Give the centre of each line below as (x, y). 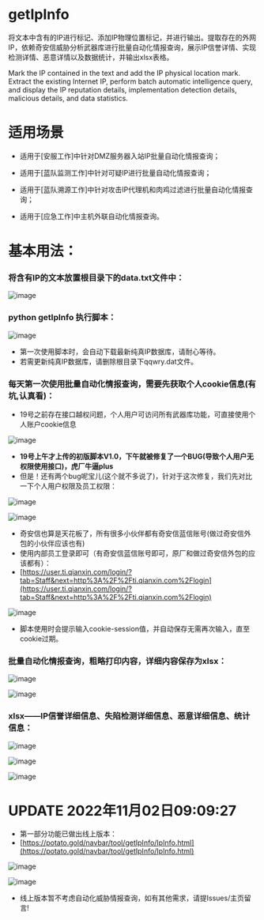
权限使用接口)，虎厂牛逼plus (66, 466)
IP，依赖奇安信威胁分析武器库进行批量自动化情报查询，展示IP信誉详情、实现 (132, 47)
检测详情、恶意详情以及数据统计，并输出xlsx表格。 (91, 57)
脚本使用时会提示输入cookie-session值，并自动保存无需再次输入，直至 (135, 628)
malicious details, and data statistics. (68, 98)
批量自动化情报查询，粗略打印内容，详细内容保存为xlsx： (117, 661)
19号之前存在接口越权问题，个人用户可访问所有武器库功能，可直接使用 (134, 414)
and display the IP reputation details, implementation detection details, (123, 89)
